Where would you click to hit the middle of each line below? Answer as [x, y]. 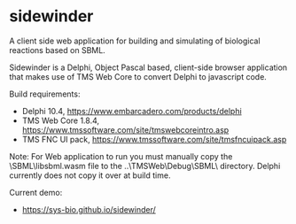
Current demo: [36, 192]
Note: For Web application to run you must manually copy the [121, 156]
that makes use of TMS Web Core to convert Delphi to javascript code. [138, 76]
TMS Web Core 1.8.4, [61, 120]
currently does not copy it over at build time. [90, 175]
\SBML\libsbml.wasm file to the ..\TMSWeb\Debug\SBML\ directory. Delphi [145, 166]
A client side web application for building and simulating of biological [135, 41]
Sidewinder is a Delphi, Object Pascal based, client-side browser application [148, 67]
